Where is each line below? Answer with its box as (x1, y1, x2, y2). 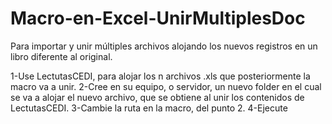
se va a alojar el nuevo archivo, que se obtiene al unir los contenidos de (10, 91, 305, 103)
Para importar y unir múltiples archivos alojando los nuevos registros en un (10, 40, 318, 52)
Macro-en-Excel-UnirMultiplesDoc (10, 7, 306, 30)
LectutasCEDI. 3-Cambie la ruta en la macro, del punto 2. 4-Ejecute (10, 102, 288, 114)
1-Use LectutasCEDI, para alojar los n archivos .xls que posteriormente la (10, 70, 311, 82)
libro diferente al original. (10, 50, 113, 62)
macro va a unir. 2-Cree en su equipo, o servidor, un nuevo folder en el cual (10, 80, 322, 92)
